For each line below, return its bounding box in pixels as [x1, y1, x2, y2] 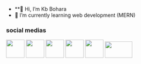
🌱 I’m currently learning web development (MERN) [14, 12, 136, 19]
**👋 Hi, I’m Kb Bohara [14, 6, 67, 12]
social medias [6, 26, 47, 34]
